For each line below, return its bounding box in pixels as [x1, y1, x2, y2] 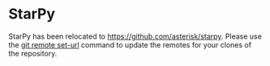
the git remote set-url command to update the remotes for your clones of [8, 39, 252, 49]
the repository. [8, 48, 58, 58]
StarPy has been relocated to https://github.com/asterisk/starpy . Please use [8, 31, 262, 41]
